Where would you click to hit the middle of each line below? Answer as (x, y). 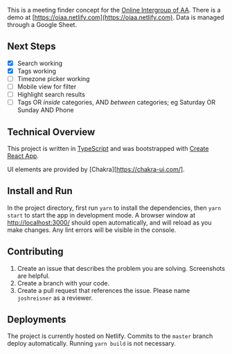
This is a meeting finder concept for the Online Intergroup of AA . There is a (114, 10)
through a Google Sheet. (42, 25)
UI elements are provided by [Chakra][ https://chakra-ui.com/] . (96, 169)
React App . (23, 156)
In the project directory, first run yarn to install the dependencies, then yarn (114, 208)
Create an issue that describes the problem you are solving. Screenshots (121, 268)
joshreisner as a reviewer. (55, 298)
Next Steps (32, 47)
